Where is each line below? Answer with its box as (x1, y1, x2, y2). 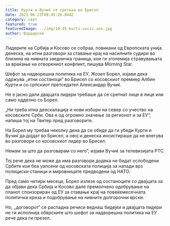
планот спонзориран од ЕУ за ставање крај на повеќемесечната (5, 189, 146, 195)
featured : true (5, 21, 38, 27)
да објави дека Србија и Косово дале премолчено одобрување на (5, 183, 149, 190)
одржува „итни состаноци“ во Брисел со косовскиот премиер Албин (5, 77, 155, 82)
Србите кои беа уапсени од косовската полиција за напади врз (5, 163, 143, 169)
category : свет (5, 17, 38, 22)
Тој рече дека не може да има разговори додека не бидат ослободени (5, 158, 159, 164)
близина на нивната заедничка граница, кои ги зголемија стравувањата (5, 56, 162, 61)
